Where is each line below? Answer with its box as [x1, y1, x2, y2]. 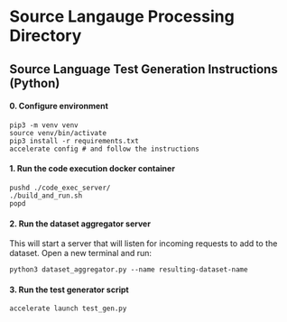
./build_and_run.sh [9, 191, 83, 200]
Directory [9, 25, 82, 46]
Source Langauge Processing [9, 6, 235, 27]
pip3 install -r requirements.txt [9, 136, 140, 145]
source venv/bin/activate [9, 128, 106, 137]
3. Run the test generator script [9, 284, 129, 295]
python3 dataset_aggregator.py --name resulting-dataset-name [9, 265, 248, 274]
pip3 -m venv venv [9, 120, 79, 130]
